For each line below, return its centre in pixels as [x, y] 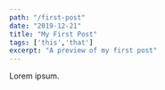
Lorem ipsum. [34, 76]
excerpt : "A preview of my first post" [83, 51]
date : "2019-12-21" [45, 26]
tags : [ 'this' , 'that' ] [51, 42]
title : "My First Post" [54, 34]
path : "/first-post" [48, 17]
